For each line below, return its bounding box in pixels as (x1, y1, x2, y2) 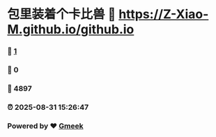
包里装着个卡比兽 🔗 (7, 6, 116, 22)
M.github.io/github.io (7, 22, 134, 38)
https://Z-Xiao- (118, 6, 209, 22)
